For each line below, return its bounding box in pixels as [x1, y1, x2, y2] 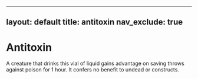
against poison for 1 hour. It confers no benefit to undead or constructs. [6, 66, 180, 73]
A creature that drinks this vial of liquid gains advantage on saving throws [6, 60, 184, 67]
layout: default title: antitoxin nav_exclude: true [6, 17, 183, 27]
